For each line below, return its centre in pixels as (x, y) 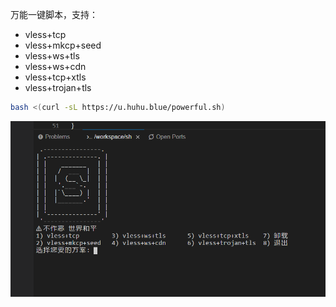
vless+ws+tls (52, 56)
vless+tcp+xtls (55, 77)
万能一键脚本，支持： (54, 14)
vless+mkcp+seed (63, 45)
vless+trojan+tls (58, 87)
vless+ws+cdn (55, 66)
